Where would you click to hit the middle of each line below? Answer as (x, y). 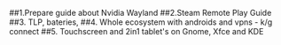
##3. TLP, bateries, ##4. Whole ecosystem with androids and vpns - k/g (141, 22)
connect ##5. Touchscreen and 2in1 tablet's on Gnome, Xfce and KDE (137, 31)
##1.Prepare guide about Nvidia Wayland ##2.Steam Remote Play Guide (140, 13)
